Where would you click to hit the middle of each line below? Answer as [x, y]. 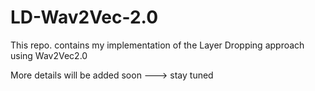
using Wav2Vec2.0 [49, 55]
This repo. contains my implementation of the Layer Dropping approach [157, 45]
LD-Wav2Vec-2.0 [84, 17]
